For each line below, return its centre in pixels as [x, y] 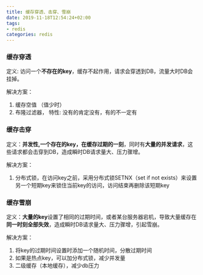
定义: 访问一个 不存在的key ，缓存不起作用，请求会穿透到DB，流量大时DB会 [100, 71]
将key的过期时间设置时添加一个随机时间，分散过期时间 [83, 251]
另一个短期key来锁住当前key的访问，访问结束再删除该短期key [92, 185]
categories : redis [29, 35]
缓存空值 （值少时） [40, 105]
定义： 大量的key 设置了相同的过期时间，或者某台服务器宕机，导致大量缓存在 [101, 217]
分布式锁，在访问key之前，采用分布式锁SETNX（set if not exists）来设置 [106, 178]
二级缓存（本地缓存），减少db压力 [57, 266]
